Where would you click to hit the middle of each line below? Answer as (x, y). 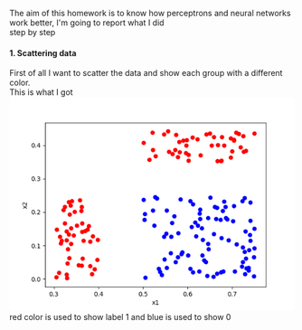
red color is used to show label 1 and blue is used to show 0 (120, 317)
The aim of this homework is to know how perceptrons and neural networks (150, 13)
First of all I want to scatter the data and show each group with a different (146, 73)
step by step (33, 32)
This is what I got (42, 92)
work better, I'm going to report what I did (87, 23)
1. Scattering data (43, 52)
